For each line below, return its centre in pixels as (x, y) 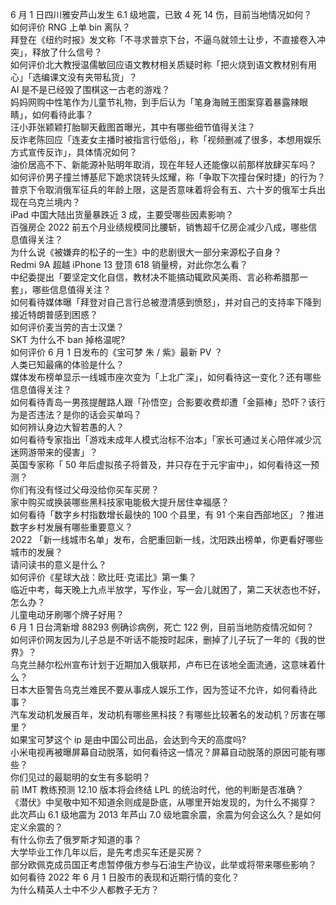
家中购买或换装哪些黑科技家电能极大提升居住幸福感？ (120, 502)
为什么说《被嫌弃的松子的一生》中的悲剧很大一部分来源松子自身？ (146, 252)
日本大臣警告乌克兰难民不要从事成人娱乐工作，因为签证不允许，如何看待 (159, 689)
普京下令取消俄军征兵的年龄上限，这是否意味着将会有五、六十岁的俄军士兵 (163, 189)
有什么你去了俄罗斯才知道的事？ (76, 839)
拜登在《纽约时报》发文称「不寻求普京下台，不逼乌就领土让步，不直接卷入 (163, 39)
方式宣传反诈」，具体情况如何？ (74, 152)
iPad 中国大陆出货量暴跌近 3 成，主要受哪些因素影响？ (122, 214)
